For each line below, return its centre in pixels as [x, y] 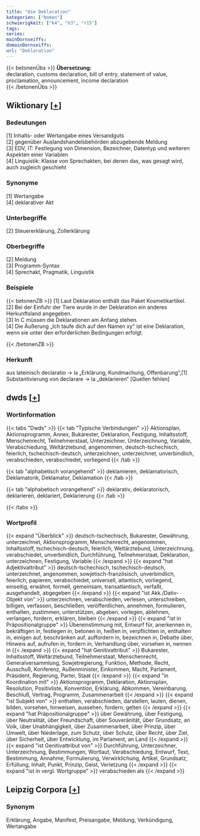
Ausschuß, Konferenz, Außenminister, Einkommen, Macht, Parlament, [92, 669]
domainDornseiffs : [29, 45]
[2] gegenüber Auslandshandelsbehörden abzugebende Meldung [87, 142]
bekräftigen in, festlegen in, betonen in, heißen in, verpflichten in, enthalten [99, 631]
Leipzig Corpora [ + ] [43, 790]
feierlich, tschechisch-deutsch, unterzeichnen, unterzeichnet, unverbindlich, [100, 453]
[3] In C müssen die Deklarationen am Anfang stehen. [72, 320]
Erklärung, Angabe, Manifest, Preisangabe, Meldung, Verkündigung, [90, 820]
